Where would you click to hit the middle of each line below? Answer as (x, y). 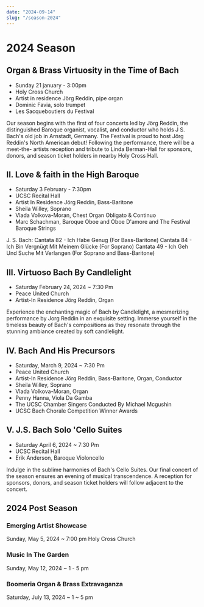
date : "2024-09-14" (31, 12)
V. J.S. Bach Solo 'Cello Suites (64, 430)
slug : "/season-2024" (34, 18)
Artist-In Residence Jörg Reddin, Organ (65, 300)
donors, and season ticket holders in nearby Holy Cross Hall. (83, 155)
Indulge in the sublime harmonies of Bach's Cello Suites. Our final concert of (102, 469)
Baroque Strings (35, 228)
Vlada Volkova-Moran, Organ (51, 391)
